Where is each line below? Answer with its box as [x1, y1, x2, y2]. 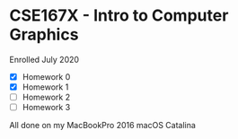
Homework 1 [22, 82, 69, 92]
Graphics [9, 24, 79, 45]
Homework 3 [22, 102, 71, 113]
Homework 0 [22, 71, 71, 82]
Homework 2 [22, 91, 70, 103]
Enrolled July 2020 [9, 54, 79, 65]
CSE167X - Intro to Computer [9, 5, 229, 26]
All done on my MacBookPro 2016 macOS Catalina [9, 120, 196, 131]
